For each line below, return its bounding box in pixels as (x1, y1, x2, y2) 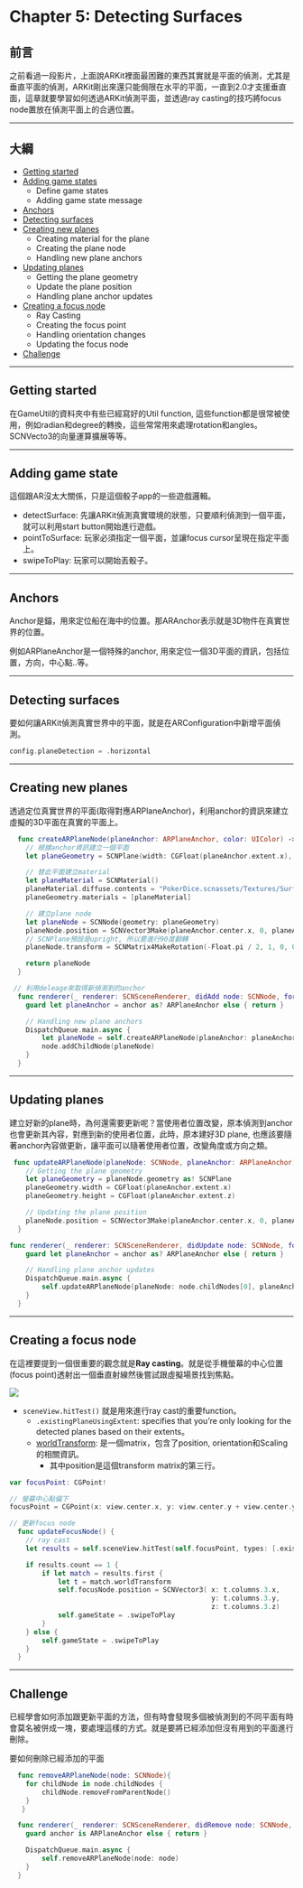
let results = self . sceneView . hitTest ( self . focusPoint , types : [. (25, 1544, 280, 1553)
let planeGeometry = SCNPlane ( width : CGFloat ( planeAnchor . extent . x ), (25, 851, 293, 860)
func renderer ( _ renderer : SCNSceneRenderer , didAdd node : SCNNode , (17, 991, 280, 1001)
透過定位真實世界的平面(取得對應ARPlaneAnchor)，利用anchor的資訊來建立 (9, 805, 289, 816)
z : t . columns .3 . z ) (210, 1603, 280, 1612)
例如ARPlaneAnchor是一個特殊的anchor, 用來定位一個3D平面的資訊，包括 (9, 646, 282, 656)
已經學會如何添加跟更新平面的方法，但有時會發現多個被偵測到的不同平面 (9, 1711, 278, 1722)
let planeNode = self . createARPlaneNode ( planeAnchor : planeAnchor (41, 1034, 297, 1043)
